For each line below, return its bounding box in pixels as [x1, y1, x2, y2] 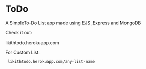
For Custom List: [5, 49, 40, 55]
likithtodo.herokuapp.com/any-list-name [7, 59, 95, 64]
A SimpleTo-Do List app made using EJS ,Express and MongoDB [5, 20, 141, 26]
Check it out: [5, 29, 32, 36]
